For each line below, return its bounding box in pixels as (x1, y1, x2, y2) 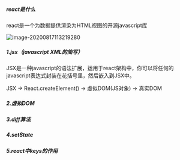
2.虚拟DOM (6, 99, 35, 107)
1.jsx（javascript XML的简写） (6, 48, 83, 55)
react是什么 (6, 5, 36, 13)
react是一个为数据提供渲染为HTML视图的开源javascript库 (6, 22, 148, 29)
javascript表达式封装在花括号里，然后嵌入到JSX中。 (6, 72, 135, 79)
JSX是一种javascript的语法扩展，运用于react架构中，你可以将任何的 (6, 64, 174, 71)
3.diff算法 (6, 116, 31, 123)
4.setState (6, 131, 34, 138)
